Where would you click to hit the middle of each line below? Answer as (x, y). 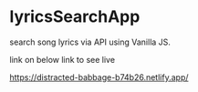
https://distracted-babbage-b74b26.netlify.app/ (99, 77)
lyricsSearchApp (75, 17)
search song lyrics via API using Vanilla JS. (90, 42)
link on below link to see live (63, 59)
